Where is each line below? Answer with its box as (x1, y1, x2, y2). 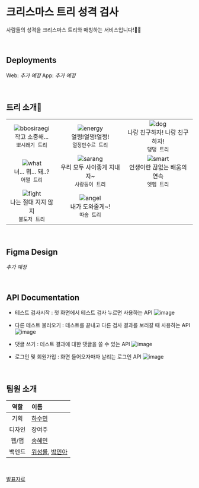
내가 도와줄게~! (70, 202, 111, 211)
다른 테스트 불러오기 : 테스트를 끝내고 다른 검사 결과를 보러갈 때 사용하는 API (14, 322, 191, 329)
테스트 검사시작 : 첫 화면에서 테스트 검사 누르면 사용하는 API (14, 309, 153, 316)
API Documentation (6, 292, 80, 303)
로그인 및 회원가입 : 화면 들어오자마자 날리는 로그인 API (14, 353, 142, 360)
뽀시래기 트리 (16, 141, 47, 148)
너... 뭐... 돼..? (14, 167, 50, 176)
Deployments (6, 55, 57, 65)
